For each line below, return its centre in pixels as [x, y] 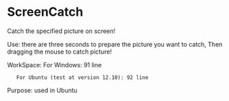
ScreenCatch [45, 12]
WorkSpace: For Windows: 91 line [55, 65]
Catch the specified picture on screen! [61, 31]
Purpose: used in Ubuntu [42, 90]
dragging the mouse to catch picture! [59, 52]
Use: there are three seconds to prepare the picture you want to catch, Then [115, 44]
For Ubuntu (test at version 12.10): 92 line [82, 77]
